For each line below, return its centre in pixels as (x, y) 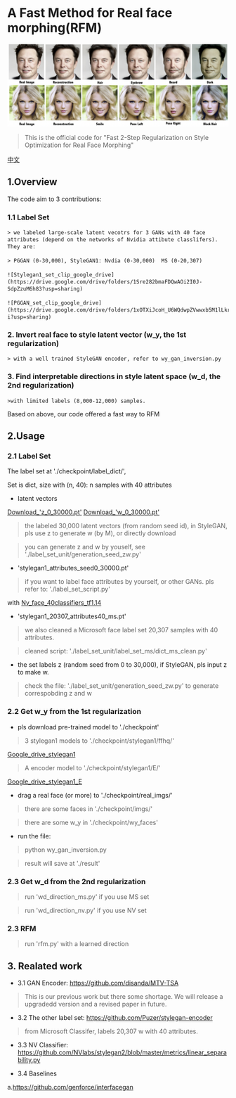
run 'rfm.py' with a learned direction (77, 944)
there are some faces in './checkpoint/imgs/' (88, 809)
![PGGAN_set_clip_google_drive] (54, 303)
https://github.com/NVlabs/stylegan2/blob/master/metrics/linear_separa (122, 1052)
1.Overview (32, 182)
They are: (22, 247)
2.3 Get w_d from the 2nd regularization (77, 881)
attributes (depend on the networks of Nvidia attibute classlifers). (113, 240)
